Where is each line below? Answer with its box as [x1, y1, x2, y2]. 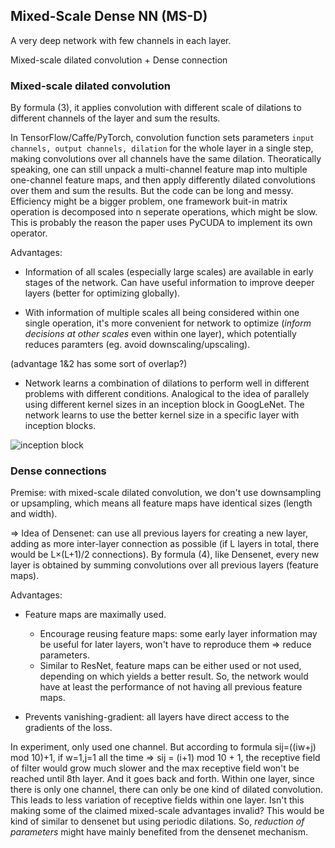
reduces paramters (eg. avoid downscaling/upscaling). [24, 339, 251, 351]
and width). [10, 508, 58, 520]
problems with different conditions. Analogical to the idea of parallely [24, 388, 310, 400]
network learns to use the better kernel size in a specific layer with [24, 409, 300, 421]
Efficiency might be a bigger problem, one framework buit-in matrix [10, 195, 288, 208]
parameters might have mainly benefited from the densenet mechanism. [10, 826, 309, 838]
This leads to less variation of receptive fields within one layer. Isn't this [10, 794, 305, 806]
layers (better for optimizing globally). [24, 287, 181, 299]
